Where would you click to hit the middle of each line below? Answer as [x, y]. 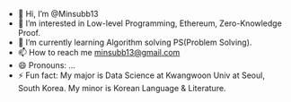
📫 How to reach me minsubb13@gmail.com [99, 52]
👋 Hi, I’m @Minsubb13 [58, 14]
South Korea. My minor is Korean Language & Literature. [122, 88]
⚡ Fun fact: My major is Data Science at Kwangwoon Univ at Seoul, [141, 75]
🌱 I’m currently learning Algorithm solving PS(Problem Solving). [135, 42]
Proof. [29, 33]
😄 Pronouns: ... [47, 65]
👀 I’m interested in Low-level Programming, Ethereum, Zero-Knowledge [150, 23]
